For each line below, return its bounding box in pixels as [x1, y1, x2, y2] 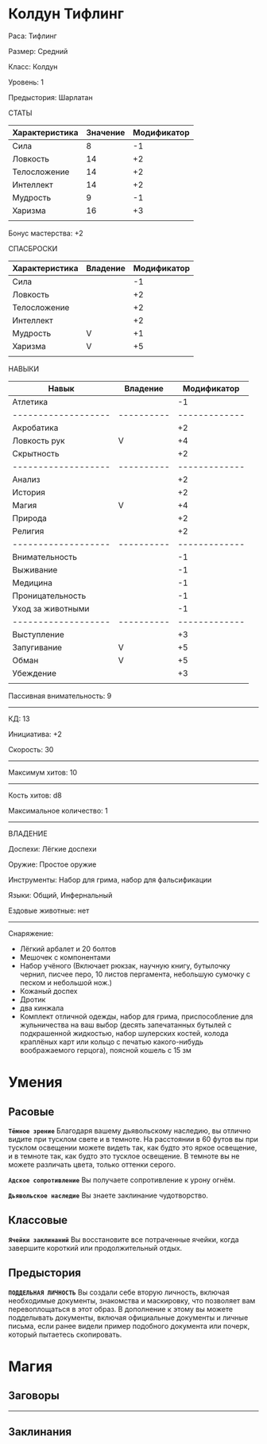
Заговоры [8, 1389, 60, 1403]
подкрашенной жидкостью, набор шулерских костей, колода [19, 1028, 229, 1038]
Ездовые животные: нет [8, 906, 90, 915]
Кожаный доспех [19, 986, 78, 996]
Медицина [12, 577, 53, 588]
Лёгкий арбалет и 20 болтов [19, 944, 117, 953]
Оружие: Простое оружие [8, 860, 97, 869]
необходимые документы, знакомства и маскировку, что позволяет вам [8, 1295, 256, 1305]
